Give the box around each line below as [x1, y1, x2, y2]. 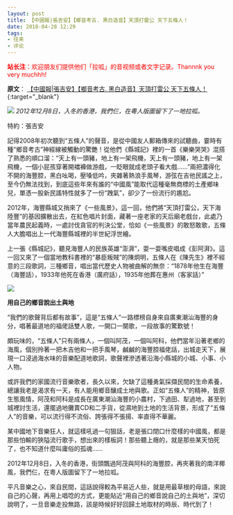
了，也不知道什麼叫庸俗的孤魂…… [7, 445, 103, 452]
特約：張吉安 [7, 122, 44, 129]
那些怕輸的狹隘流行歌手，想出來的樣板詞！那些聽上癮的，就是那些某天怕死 [7, 436, 220, 444]
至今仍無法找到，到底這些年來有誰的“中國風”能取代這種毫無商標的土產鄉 [7, 180, 214, 188]
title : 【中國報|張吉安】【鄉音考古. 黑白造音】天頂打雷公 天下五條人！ [7, 17, 189, 24]
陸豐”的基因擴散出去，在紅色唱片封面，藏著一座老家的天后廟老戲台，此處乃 [7, 212, 223, 220]
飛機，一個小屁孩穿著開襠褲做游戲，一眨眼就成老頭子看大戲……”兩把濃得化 [7, 163, 221, 171]
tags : [7, 29, 23, 37]
